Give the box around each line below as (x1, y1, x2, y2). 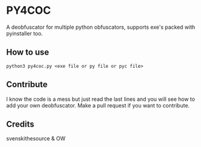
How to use (6, 47, 49, 58)
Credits (6, 119, 35, 129)
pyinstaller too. (6, 29, 43, 37)
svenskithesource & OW (6, 135, 66, 142)
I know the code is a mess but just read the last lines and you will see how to (6, 95, 195, 103)
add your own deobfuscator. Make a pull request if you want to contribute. (6, 101, 190, 109)
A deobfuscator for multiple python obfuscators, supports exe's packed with (6, 23, 196, 31)
